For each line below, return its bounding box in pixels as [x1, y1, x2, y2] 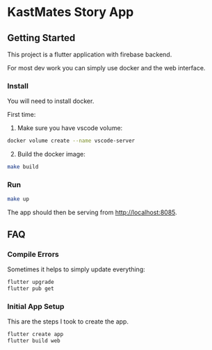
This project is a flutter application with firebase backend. [7, 50, 172, 58]
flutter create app [7, 331, 64, 337]
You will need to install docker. [7, 97, 95, 105]
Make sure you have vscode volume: [17, 124, 123, 132]
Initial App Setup [7, 301, 65, 311]
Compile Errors [7, 249, 59, 259]
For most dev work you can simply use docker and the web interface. [7, 64, 206, 72]
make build [7, 164, 39, 170]
